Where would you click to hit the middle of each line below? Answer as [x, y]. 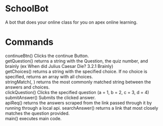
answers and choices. [27, 87]
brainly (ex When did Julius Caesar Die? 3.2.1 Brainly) [59, 66]
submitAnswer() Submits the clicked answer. [50, 97]
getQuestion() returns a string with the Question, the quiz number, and [77, 61]
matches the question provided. [38, 113]
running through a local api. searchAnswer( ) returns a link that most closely [82, 108]
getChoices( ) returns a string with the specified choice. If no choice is [76, 71]
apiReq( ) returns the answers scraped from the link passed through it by [79, 103]
